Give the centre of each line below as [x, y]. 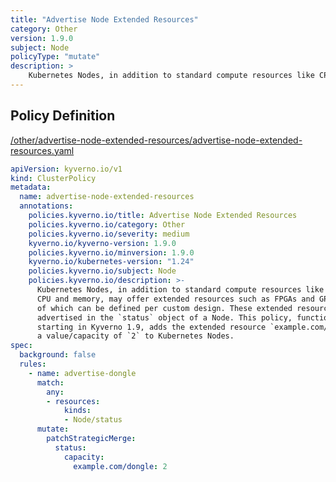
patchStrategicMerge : [91, 439]
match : [50, 382]
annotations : [46, 206]
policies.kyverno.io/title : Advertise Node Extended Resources [163, 216]
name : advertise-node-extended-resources [107, 197]
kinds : [77, 411]
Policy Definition [63, 116]
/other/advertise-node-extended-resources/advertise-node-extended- [156, 140]
